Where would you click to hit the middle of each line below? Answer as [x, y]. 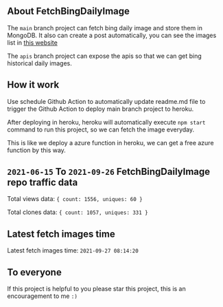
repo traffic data [43, 183]
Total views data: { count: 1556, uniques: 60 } [75, 199]
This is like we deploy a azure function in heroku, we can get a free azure [110, 142]
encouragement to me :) [42, 296]
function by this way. [37, 150]
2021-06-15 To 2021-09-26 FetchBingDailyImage [109, 172]
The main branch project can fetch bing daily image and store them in [105, 28]
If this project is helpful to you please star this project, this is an [97, 289]
